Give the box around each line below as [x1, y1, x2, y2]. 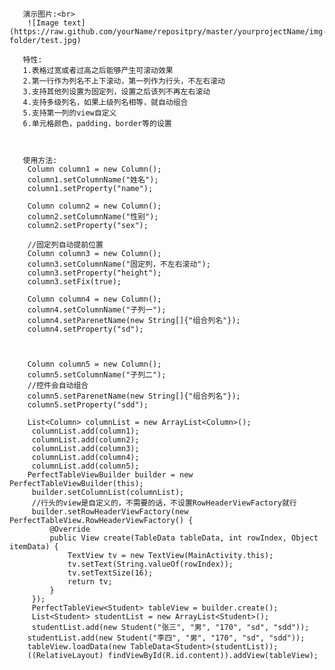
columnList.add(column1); [31, 426, 140, 436]
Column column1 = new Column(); [27, 164, 162, 174]
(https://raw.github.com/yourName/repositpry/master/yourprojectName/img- [9, 27, 328, 37]
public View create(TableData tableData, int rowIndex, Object [49, 533, 319, 543]
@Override [49, 524, 91, 534]
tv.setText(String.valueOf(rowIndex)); [67, 559, 234, 569]
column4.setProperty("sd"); [27, 324, 144, 334]
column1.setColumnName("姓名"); [27, 175, 159, 185]
